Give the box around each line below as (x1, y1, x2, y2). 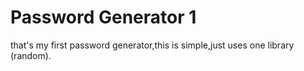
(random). (10, 49, 52, 61)
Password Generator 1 (10, 6, 197, 29)
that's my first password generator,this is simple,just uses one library (10, 39, 295, 51)
